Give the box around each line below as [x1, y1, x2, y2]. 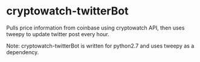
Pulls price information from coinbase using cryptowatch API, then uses [6, 24, 185, 31]
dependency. [6, 48, 39, 55]
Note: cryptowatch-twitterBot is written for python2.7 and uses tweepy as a [6, 42, 195, 49]
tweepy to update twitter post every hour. [6, 30, 110, 37]
